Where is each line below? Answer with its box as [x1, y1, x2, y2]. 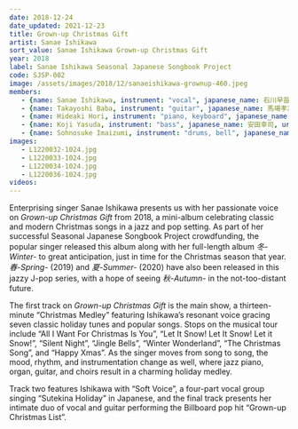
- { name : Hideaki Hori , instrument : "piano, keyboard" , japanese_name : [20, 112, 292, 121]
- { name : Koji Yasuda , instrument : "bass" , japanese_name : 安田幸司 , [20, 121, 278, 130]
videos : [9, 179, 38, 187]
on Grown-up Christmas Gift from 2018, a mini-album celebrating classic [9, 212, 275, 223]
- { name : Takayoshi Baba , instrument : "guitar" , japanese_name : [20, 104, 264, 113]
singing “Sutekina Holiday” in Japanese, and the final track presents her [9, 393, 272, 404]
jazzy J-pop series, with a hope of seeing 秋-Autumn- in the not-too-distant [9, 273, 286, 284]
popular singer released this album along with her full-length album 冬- [9, 242, 269, 252]
